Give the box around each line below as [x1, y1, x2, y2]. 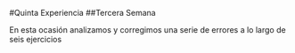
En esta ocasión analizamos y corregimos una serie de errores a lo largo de [9, 25, 287, 34]
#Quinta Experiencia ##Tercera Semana [9, 8, 156, 18]
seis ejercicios [9, 34, 62, 44]
